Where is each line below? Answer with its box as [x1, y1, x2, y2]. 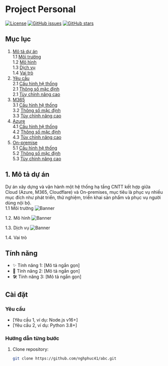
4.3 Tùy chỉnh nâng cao [12, 134, 62, 140]
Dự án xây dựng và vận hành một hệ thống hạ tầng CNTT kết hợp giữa [5, 183, 151, 190]
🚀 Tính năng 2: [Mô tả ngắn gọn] [12, 268, 80, 274]
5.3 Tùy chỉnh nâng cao [12, 155, 61, 162]
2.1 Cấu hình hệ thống [12, 80, 58, 86]
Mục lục [5, 35, 31, 43]
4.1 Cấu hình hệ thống [12, 123, 58, 129]
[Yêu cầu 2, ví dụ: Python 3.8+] [12, 322, 77, 329]
